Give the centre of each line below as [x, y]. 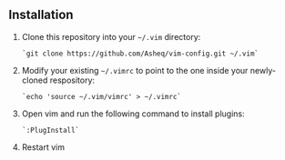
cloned [35, 80]
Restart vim [43, 147]
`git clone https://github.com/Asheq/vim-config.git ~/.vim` [140, 54]
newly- [263, 70]
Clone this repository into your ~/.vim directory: [111, 36]
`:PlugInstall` [51, 130]
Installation [41, 15]
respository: [72, 80]
